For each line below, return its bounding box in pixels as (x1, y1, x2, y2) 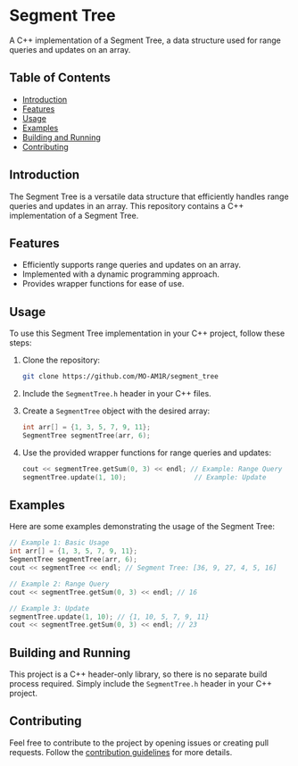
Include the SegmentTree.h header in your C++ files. (21, 388, 211, 399)
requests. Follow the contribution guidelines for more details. (9, 746, 233, 757)
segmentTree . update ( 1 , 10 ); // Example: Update (21, 472, 267, 482)
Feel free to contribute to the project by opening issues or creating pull (9, 737, 269, 748)
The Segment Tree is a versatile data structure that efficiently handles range (9, 191, 289, 202)
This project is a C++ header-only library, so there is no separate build (9, 669, 268, 679)
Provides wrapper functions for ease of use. (21, 279, 185, 289)
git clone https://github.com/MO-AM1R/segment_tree (21, 372, 219, 381)
